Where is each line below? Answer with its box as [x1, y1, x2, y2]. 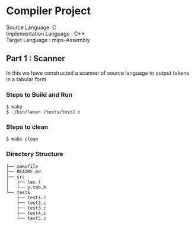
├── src [6, 174, 25, 180]
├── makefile [6, 163, 39, 170]
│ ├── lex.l [6, 179, 41, 185]
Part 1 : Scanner [6, 53, 65, 63]
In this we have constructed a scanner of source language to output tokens [6, 69, 190, 77]
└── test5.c [17, 215, 46, 221]
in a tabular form [6, 75, 47, 82]
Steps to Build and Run [6, 90, 73, 98]
